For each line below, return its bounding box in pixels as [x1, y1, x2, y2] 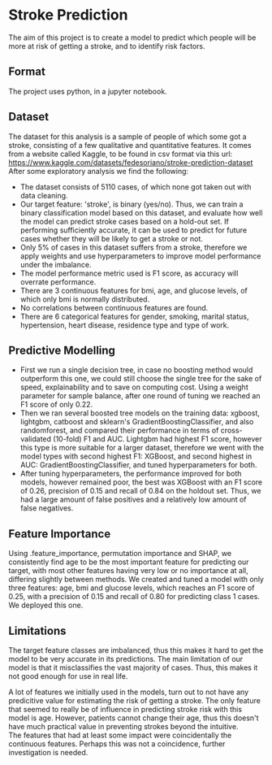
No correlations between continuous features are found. [19, 302, 209, 312]
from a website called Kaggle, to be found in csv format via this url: [8, 149, 233, 159]
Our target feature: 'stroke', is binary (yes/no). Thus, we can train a [19, 199, 244, 209]
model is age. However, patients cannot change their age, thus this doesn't [8, 713, 259, 723]
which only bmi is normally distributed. [19, 294, 150, 304]
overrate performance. [19, 276, 97, 286]
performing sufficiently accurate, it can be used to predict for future [19, 225, 248, 235]
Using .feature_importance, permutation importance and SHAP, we [8, 549, 232, 559]
